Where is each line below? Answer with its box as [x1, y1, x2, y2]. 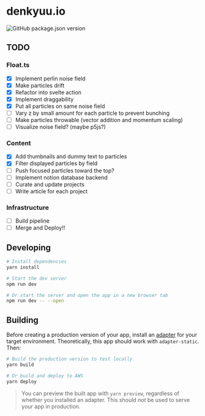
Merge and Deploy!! [15, 224, 65, 231]
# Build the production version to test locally [6, 356, 133, 363]
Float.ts [6, 61, 30, 69]
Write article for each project [15, 187, 88, 195]
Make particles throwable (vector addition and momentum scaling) [15, 117, 184, 123]
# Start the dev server [6, 275, 67, 282]
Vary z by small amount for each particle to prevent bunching [15, 109, 170, 117]
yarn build [6, 361, 34, 368]
